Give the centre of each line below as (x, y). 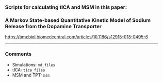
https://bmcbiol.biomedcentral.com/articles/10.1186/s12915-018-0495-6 (77, 37)
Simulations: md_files (34, 65)
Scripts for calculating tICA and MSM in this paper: (66, 7)
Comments (18, 54)
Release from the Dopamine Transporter (53, 26)
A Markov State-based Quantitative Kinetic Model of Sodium (78, 20)
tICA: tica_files (28, 70)
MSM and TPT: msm (31, 75)
